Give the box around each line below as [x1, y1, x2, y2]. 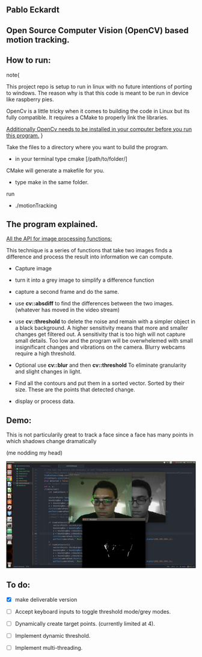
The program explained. [6, 219, 98, 229]
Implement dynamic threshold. [14, 632, 91, 639]
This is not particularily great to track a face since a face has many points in [6, 431, 194, 438]
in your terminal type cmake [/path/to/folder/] [14, 155, 127, 162]
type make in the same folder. [14, 178, 89, 185]
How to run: [6, 55, 51, 66]
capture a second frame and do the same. [14, 288, 119, 296]
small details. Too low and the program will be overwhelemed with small [14, 337, 194, 344]
